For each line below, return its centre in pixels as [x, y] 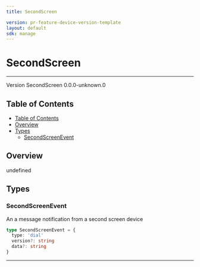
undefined [19, 170]
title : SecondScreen [32, 12]
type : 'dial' [28, 235]
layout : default [26, 28]
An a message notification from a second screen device [75, 219]
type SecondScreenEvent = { [41, 230]
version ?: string [33, 241]
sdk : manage [21, 33]
